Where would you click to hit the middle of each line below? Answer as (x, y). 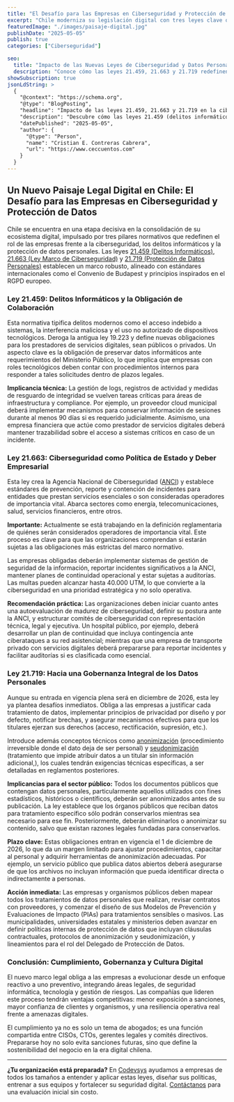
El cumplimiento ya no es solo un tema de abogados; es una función (105, 1027)
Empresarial (28, 466)
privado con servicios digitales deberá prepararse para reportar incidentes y (117, 648)
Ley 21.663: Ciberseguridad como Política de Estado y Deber (112, 458)
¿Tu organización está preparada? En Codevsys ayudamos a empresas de (115, 1069)
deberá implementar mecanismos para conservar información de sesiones (114, 410)
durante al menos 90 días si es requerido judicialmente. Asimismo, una (109, 417)
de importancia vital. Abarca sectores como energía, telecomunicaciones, (113, 504)
